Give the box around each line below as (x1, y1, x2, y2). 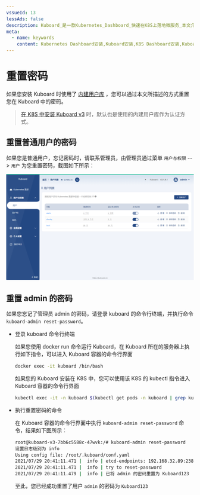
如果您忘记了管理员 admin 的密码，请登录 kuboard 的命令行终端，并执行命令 (6, 310, 193, 317)
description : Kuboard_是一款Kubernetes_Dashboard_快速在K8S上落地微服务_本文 (6, 22, 191, 28)
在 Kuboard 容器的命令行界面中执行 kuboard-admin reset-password (14, 419, 177, 426)
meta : (6, 29, 20, 35)
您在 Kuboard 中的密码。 (6, 97, 67, 105)
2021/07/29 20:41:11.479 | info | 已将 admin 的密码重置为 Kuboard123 (14, 471, 189, 477)
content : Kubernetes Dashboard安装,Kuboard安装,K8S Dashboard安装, (17, 41, 183, 47)
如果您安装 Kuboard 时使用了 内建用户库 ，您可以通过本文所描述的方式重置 (6, 90, 189, 97)
